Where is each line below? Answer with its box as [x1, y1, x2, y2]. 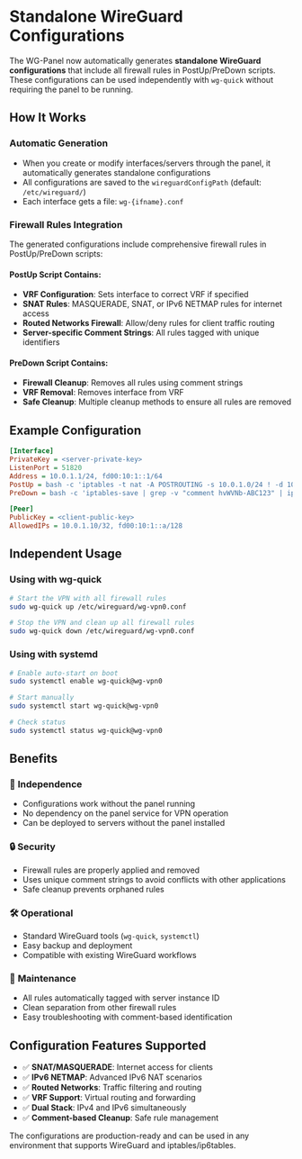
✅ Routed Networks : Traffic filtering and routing [22, 1082, 202, 1093]
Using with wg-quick [9, 574, 102, 586]
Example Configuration [9, 422, 142, 438]
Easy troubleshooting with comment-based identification [22, 1011, 233, 1023]
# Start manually [9, 693, 75, 702]
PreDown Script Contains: [9, 358, 109, 368]
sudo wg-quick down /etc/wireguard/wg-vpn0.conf [9, 627, 195, 636]
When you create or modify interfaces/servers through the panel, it [22, 158, 271, 168]
